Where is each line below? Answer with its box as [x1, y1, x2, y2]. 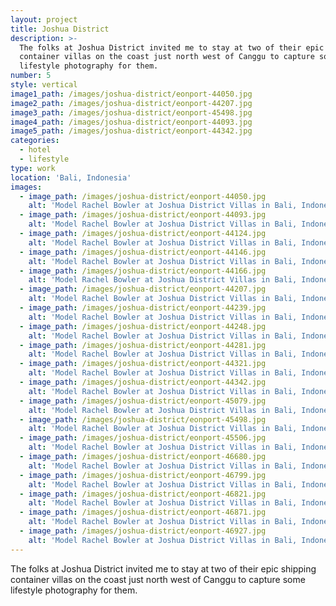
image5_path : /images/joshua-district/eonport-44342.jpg [10, 126, 253, 136]
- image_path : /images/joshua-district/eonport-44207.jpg [19, 284, 267, 295]
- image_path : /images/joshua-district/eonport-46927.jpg [19, 526, 267, 536]
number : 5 [10, 71, 52, 81]
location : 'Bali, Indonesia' [10, 172, 132, 183]
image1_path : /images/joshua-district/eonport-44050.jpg [10, 89, 253, 99]
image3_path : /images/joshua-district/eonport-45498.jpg [10, 107, 253, 118]
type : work [10, 163, 56, 173]
